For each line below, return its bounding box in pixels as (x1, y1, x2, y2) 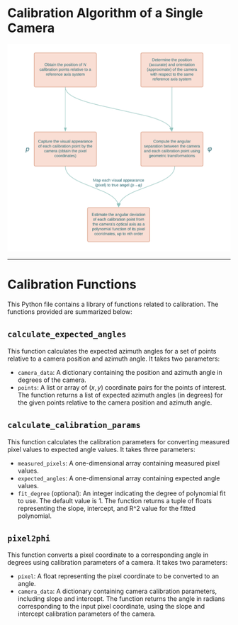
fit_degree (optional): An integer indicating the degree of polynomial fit (17, 489, 226, 497)
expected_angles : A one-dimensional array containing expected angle (17, 473, 221, 483)
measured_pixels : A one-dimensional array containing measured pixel (17, 458, 220, 467)
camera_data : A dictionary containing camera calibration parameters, (17, 587, 217, 596)
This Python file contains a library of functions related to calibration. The (7, 300, 219, 308)
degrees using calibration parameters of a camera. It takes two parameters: (7, 558, 228, 567)
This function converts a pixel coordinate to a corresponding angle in (7, 551, 209, 559)
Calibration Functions (7, 276, 137, 293)
